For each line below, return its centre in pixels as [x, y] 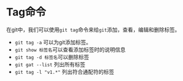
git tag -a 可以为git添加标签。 [53, 42]
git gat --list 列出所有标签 [50, 64]
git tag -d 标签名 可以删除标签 [52, 57]
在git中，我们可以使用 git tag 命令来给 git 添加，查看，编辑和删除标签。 [93, 30]
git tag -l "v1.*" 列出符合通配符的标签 [64, 72]
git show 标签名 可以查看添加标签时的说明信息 [70, 49]
